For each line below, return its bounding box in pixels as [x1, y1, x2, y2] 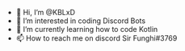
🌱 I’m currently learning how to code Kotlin [15, 25, 158, 33]
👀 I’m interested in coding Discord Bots [15, 16, 146, 25]
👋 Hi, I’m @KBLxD [15, 8, 75, 17]
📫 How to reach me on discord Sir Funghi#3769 [15, 33, 178, 43]
